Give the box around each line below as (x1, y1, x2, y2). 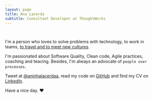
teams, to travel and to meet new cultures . (5, 44, 90, 50)
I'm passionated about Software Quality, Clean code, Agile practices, (5, 53, 143, 59)
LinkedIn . (5, 78, 23, 84)
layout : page (5, 7, 32, 12)
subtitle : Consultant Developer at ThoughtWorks (5, 16, 106, 21)
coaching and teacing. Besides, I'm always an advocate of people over (5, 59, 147, 65)
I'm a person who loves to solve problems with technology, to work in (5, 39, 144, 45)
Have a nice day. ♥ (5, 88, 44, 94)
